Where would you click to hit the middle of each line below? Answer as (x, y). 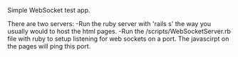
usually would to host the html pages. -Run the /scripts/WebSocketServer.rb (119, 31)
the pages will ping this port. (49, 46)
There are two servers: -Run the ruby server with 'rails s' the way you (109, 24)
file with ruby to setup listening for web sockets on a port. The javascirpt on (118, 39)
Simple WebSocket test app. (49, 10)
